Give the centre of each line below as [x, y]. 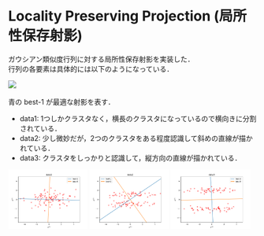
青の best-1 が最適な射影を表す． [61, 101]
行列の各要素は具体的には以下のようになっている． [91, 68]
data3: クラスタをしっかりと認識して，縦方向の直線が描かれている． [130, 157]
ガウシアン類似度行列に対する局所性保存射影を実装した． [101, 59]
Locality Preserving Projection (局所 [127, 16]
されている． [40, 128]
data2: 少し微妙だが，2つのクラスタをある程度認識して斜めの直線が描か [136, 138]
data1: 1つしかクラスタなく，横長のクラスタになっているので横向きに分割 [138, 118]
